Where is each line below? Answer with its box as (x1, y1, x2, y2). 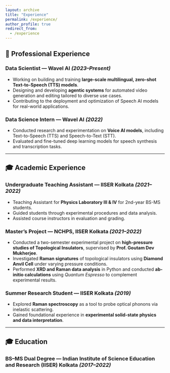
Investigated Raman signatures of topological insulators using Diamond (12, 255, 163, 261)
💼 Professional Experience (5, 50, 90, 58)
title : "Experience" (5, 12, 49, 17)
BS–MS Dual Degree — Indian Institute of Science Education (5, 355, 155, 362)
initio (12, 271, 24, 277)
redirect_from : (5, 26, 37, 31)
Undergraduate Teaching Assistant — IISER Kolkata (5, 181, 134, 188)
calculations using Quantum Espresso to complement (24, 271, 138, 277)
